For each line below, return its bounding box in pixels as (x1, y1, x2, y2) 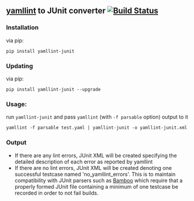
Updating (6, 62, 33, 70)
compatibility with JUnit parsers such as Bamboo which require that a (14, 177, 183, 184)
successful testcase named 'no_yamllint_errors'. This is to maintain (14, 170, 176, 177)
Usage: (6, 100, 28, 108)
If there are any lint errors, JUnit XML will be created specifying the (14, 152, 177, 159)
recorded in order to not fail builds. (14, 189, 98, 196)
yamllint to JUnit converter (6, 6, 106, 16)
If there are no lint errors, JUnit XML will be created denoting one (14, 164, 172, 171)
